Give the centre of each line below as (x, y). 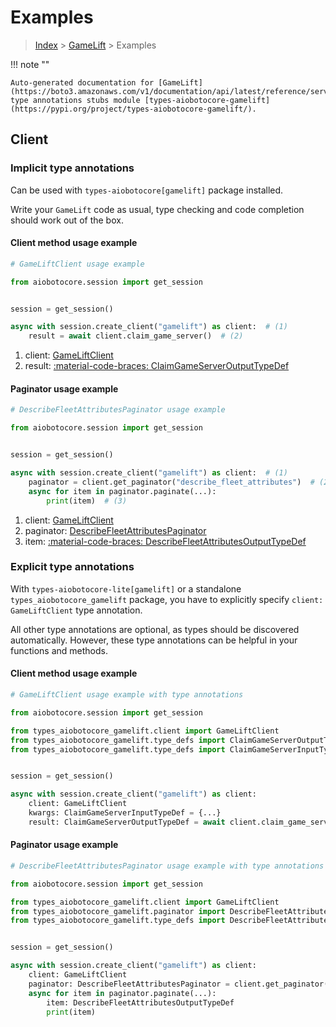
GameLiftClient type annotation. (76, 610)
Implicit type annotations (72, 168)
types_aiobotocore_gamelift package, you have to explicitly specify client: (167, 599)
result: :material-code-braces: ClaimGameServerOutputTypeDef (157, 366)
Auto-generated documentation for (82, 82)
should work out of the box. (67, 220)
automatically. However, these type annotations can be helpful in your (154, 640)
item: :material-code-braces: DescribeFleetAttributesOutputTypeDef (165, 541)
